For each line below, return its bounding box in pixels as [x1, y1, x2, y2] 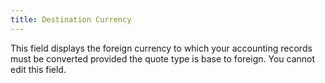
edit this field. [10, 63, 67, 75]
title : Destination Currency [10, 14, 132, 25]
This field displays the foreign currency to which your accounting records [10, 42, 313, 54]
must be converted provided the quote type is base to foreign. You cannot [10, 52, 316, 65]
